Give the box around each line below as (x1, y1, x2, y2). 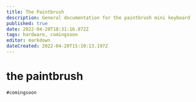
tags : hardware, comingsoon (6, 32, 78, 38)
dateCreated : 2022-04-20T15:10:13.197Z (6, 43, 108, 49)
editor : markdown (6, 37, 51, 43)
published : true (6, 20, 48, 26)
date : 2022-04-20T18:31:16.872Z (6, 26, 89, 32)
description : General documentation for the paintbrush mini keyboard (6, 15, 190, 21)
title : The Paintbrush (6, 9, 64, 15)
